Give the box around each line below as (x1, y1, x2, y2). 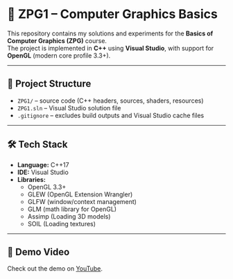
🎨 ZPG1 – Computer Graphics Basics (7, 6, 218, 22)
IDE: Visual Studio (17, 168, 69, 176)
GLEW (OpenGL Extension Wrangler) (27, 190, 133, 198)
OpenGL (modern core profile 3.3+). (7, 51, 111, 60)
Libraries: (17, 175, 46, 183)
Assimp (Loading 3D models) (27, 212, 111, 221)
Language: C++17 (17, 160, 69, 169)
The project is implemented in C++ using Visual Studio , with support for (7, 44, 214, 52)
